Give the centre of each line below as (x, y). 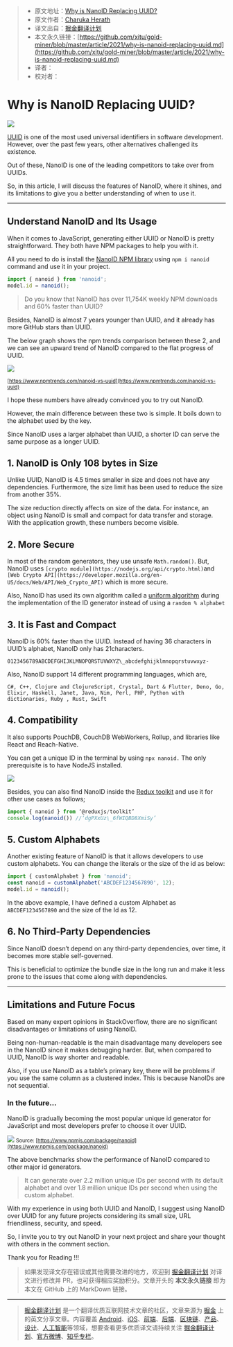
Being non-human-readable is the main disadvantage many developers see (115, 1042)
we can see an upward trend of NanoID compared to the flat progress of (110, 348)
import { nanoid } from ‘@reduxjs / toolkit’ (71, 811)
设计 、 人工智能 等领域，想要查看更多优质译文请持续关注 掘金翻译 (116, 1328)
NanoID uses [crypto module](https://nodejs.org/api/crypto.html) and (111, 568)
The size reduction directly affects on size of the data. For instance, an (108, 508)
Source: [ (27, 1140)
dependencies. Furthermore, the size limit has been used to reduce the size (115, 487)
